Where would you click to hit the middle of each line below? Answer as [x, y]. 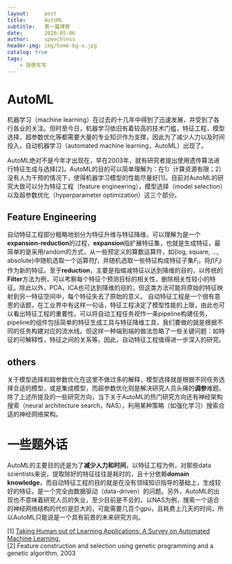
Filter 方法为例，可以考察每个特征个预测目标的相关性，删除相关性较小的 [109, 279]
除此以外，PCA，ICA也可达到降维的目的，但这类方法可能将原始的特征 [118, 288]
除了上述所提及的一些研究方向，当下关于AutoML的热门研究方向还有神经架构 [115, 396]
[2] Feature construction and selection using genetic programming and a [110, 545]
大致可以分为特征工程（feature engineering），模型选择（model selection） [118, 186]
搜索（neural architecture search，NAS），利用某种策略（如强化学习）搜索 [113, 405]
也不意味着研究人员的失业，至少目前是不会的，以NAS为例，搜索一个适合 [116, 500]
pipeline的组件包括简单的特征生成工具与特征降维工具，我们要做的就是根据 [112, 322]
